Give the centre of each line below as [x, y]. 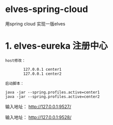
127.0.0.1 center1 [42, 69]
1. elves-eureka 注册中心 [56, 46]
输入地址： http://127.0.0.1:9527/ [38, 106]
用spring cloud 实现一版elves [35, 24]
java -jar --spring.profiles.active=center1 [52, 92]
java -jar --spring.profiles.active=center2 [52, 96]
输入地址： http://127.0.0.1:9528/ [38, 117]
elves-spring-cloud [47, 9]
